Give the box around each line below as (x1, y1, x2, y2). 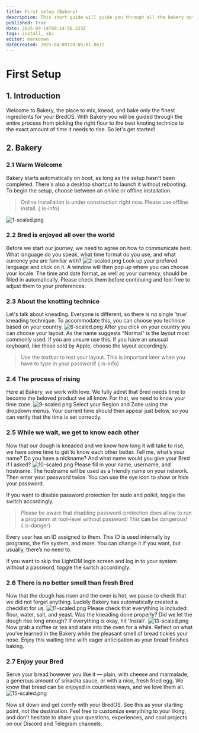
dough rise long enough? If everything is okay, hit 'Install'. (6, 617, 147, 624)
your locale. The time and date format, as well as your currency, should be (6, 270, 188, 277)
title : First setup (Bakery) (6, 8, 78, 15)
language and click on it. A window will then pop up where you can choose (6, 263, 189, 270)
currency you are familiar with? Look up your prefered (6, 257, 178, 264)
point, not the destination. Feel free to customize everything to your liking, (6, 707, 187, 715)
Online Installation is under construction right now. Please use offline (20, 198, 188, 206)
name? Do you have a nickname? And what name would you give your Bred (6, 454, 190, 462)
